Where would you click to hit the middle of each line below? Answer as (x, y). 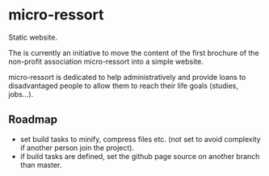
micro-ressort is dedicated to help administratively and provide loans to (127, 77)
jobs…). (21, 94)
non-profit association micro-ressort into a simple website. (106, 61)
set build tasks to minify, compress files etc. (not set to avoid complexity (140, 139)
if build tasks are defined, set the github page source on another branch (140, 156)
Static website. (33, 37)
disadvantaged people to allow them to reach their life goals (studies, (123, 86)
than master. (41, 165)
